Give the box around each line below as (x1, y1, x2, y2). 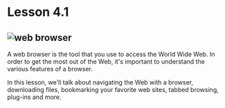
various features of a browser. (7, 65, 93, 73)
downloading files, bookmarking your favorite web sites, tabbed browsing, (7, 86, 219, 93)
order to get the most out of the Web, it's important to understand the (7, 57, 206, 66)
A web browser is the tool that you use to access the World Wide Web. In (7, 50, 215, 58)
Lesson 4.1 (7, 4, 69, 20)
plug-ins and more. (7, 93, 62, 101)
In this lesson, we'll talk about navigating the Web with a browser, (7, 78, 194, 87)
